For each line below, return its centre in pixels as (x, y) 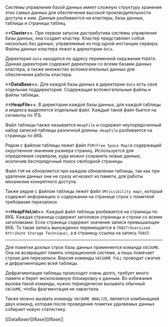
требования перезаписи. (32, 202)
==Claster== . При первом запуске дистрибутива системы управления (81, 33)
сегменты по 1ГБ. (24, 115)
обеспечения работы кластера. (39, 74)
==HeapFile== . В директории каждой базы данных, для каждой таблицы (83, 104)
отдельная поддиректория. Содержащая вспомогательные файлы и (78, 89)
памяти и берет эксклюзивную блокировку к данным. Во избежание (79, 278)
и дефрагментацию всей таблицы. (42, 263)
